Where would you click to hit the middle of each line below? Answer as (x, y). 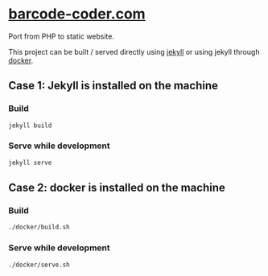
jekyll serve (30, 163)
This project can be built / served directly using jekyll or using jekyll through (134, 51)
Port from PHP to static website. (62, 36)
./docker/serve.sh (39, 265)
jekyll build (30, 126)
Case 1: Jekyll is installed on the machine (113, 86)
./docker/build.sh (39, 227)
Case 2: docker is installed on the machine (117, 188)
